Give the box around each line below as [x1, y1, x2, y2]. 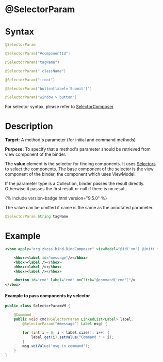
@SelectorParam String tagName [5, 214, 68, 219]
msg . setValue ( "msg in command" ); [22, 344, 90, 349]
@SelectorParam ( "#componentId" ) [5, 51, 70, 56]
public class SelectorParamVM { [5, 304, 70, 308]
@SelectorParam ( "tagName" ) [5, 60, 60, 65]
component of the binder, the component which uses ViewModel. [5, 171, 136, 177]
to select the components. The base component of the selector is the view [5, 166, 154, 172]
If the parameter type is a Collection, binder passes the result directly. [5, 181, 145, 186]
